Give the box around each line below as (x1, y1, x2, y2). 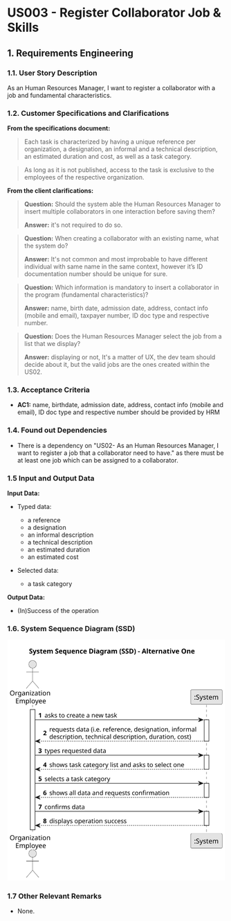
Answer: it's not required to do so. (24, 221, 123, 230)
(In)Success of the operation (17, 607, 99, 615)
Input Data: (7, 489, 40, 497)
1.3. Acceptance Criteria (7, 385, 90, 395)
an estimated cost (27, 553, 79, 561)
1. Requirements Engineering (7, 47, 133, 59)
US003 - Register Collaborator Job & (7, 5, 221, 21)
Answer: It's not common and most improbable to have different (24, 255, 208, 264)
